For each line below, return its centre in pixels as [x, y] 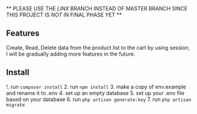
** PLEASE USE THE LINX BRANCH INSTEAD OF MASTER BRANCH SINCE [97, 9]
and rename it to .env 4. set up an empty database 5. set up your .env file [95, 93]
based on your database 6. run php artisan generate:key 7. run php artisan [99, 99]
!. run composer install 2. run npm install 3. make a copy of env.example [96, 87]
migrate [16, 105]
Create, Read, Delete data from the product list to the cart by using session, [98, 47]
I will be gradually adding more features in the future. [71, 54]
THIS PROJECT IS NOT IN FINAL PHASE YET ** [64, 15]
